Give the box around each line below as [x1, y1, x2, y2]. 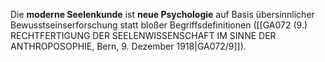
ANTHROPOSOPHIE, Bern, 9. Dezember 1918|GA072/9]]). [10, 40, 247, 52]
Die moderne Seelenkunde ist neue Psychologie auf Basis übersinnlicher [10, 9, 315, 20]
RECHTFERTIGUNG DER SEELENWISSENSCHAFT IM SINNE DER [10, 30, 277, 41]
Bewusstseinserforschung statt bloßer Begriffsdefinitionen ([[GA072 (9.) [10, 19, 308, 31]
